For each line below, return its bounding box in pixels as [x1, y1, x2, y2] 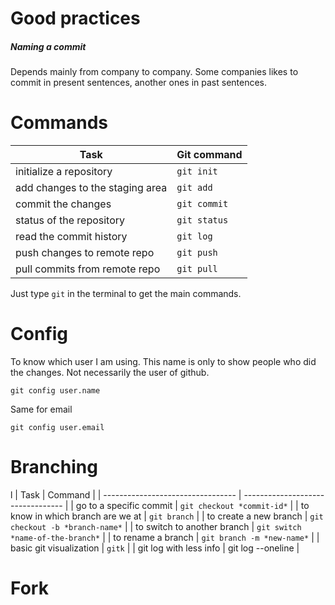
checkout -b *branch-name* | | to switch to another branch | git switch [10, 520, 302, 532]
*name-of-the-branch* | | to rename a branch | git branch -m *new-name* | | [10, 531, 320, 543]
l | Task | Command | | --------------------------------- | [10, 488, 242, 501]
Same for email [10, 403, 73, 416]
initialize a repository [15, 165, 113, 179]
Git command [176, 148, 243, 162]
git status [176, 215, 229, 226]
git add [176, 182, 213, 194]
